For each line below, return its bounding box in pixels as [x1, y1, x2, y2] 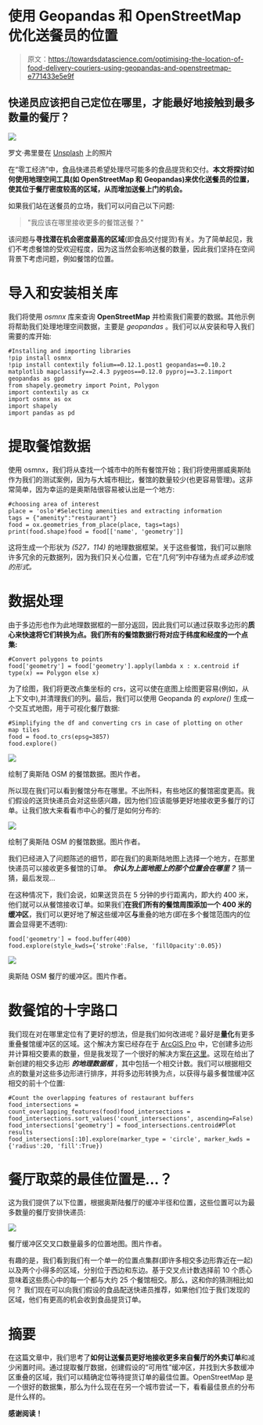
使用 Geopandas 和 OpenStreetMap [8, 7, 242, 25]
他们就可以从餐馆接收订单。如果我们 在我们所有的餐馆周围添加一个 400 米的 [8, 900, 252, 909]
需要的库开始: [8, 331, 52, 341]
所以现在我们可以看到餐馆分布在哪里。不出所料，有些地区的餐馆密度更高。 [8, 786, 248, 795]
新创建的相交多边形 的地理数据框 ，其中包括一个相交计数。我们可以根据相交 [8, 1058, 252, 1068]
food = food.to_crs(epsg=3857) [8, 733, 110, 740]
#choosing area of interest [8, 500, 100, 508]
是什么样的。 [8, 1392, 49, 1401]
